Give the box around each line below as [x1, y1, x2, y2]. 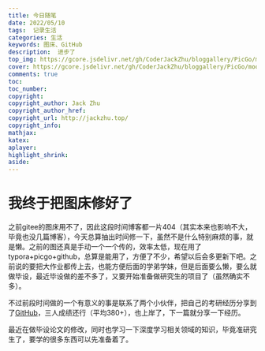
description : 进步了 [8, 48, 76, 56]
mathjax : [8, 129, 37, 136]
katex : [8, 136, 30, 144]
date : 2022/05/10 [8, 19, 65, 27]
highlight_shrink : [8, 151, 69, 159]
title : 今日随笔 [8, 11, 57, 20]
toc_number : [8, 84, 47, 93]
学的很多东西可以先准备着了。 [35, 334, 132, 344]
